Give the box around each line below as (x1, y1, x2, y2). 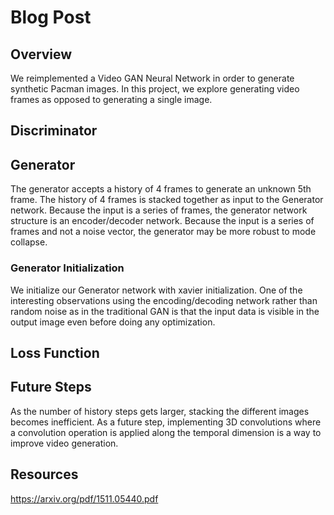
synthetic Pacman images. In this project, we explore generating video (10, 83, 300, 95)
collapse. (10, 236, 48, 248)
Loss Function (10, 344, 100, 361)
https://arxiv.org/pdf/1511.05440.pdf (10, 492, 159, 505)
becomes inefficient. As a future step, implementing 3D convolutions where (10, 416, 322, 428)
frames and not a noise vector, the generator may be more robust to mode (10, 226, 317, 238)
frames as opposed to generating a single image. (10, 94, 213, 105)
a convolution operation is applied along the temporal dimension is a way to (10, 426, 322, 438)
